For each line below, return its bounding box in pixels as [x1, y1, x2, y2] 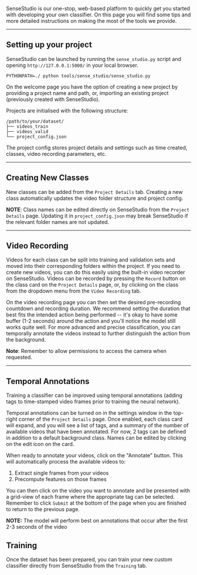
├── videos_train [6, 123, 49, 130]
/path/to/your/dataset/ [6, 118, 64, 124]
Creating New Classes [6, 173, 89, 183]
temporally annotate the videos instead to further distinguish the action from [6, 330, 191, 337]
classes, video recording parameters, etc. [6, 150, 107, 157]
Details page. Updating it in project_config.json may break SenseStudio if [6, 212, 188, 219]
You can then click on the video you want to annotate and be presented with [6, 487, 191, 494]
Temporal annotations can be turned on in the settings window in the [6, 410, 172, 417]
